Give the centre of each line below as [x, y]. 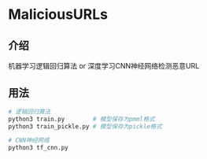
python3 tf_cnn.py [38, 148]
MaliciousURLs [58, 15]
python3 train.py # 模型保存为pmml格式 [82, 119]
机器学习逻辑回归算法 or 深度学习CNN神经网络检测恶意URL [104, 66]
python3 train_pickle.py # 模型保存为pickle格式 [85, 126]
